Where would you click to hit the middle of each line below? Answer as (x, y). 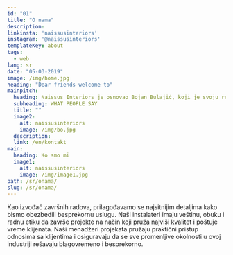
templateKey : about (35, 46)
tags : (15, 53)
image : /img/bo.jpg (48, 130)
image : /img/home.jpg (38, 78)
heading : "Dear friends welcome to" (60, 85)
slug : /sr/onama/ (32, 188)
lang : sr (20, 65)
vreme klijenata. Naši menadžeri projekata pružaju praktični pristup (103, 229)
